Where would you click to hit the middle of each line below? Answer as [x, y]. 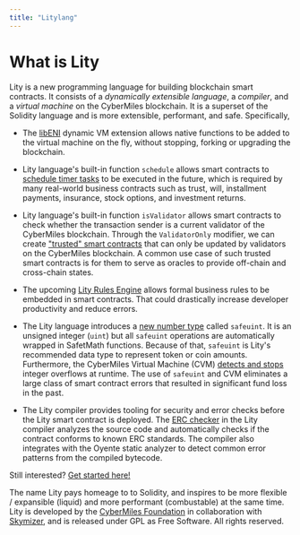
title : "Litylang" [43, 17]
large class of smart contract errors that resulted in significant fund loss [154, 383]
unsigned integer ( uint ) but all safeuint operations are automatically [148, 335]
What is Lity [55, 61]
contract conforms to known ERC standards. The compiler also [138, 438]
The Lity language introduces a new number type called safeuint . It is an [157, 326]
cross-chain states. [58, 272]
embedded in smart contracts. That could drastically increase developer [155, 299]
